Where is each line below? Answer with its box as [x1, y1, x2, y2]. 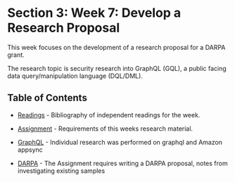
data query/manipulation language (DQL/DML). [7, 72, 143, 80]
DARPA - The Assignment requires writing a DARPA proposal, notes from [17, 159, 228, 167]
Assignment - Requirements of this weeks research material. [17, 124, 193, 133]
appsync [17, 145, 44, 154]
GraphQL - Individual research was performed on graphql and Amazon [17, 138, 223, 146]
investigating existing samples [17, 167, 106, 175]
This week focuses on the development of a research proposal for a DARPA [7, 43, 226, 51]
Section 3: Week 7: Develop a [7, 5, 182, 21]
